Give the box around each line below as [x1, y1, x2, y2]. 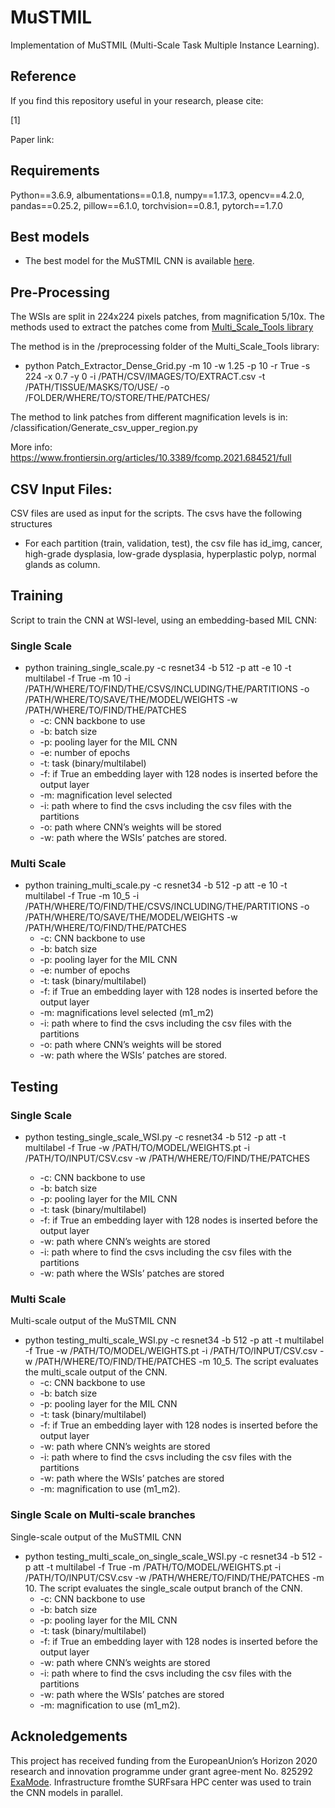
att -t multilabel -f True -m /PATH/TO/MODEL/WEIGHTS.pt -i [33, 1561, 282, 1573]
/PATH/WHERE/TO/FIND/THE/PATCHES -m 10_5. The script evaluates [34, 1356, 319, 1368]
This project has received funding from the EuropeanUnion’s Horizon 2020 [10, 1754, 318, 1766]
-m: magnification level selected [39, 789, 173, 801]
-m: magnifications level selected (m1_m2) [39, 1007, 215, 1019]
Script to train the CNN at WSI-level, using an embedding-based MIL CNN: [10, 614, 318, 626]
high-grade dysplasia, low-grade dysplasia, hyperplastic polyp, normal [24, 548, 317, 560]
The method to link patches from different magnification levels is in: [10, 411, 288, 423]
